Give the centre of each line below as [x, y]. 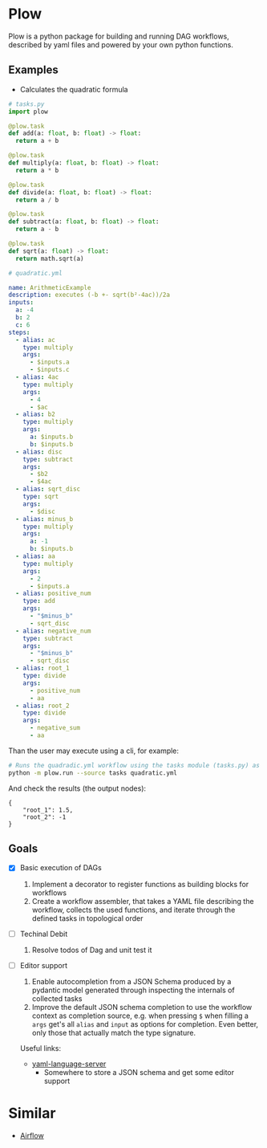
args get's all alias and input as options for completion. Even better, [145, 1024]
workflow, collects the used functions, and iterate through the [133, 910]
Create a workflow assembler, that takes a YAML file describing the [143, 901]
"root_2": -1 [44, 817]
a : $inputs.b [51, 437]
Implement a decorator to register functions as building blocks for [140, 884]
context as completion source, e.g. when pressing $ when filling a [140, 1016]
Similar [32, 1113]
